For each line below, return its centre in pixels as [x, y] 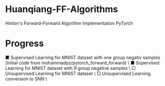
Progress [25, 44]
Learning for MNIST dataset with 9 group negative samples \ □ [70, 68]
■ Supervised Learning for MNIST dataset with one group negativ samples [83, 57]
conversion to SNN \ [26, 78]
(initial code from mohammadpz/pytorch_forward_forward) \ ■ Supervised [82, 63]
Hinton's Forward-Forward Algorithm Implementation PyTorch [69, 23]
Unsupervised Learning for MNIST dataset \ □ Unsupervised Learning [78, 73]
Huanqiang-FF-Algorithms [62, 9]
